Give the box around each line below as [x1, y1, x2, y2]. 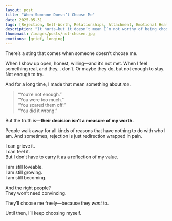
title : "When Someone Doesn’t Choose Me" [5, 12, 95, 17]
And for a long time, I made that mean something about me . [5, 81, 131, 87]
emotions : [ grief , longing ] [5, 36, 66, 42]
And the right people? [5, 185, 51, 191]
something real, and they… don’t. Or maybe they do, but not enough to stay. [5, 65, 165, 72]
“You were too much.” [17, 96, 64, 103]
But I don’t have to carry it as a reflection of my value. [5, 154, 119, 160]
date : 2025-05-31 [5, 17, 42, 22]
